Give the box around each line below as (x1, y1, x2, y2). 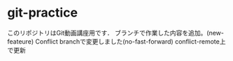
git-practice (7, 5, 78, 21)
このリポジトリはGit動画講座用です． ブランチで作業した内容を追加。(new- (7, 28, 224, 37)
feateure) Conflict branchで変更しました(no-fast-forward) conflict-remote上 (7, 37, 226, 46)
